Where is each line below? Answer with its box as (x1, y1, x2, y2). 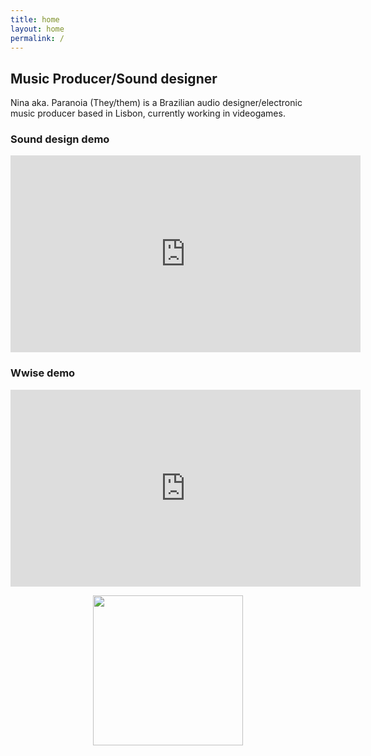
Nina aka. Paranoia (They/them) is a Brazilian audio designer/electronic (10, 97, 303, 109)
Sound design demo (10, 132, 110, 146)
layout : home (10, 24, 65, 34)
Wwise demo (10, 366, 76, 380)
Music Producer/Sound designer (10, 70, 218, 87)
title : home (10, 14, 60, 25)
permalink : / (10, 33, 65, 43)
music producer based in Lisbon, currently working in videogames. (10, 107, 286, 120)
